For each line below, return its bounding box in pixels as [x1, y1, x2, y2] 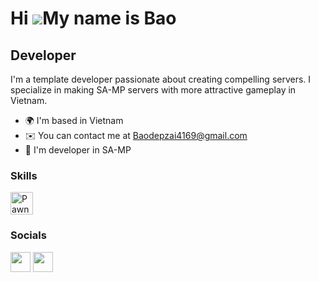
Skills [10, 168, 38, 182]
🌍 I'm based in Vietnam [24, 115, 124, 126]
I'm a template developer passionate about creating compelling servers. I [10, 73, 312, 85]
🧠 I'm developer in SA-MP [24, 144, 132, 156]
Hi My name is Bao [10, 7, 177, 30]
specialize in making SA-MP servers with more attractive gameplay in [10, 84, 297, 96]
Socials [10, 228, 47, 242]
